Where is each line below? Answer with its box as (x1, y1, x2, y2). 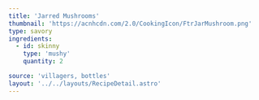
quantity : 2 (23, 58, 63, 66)
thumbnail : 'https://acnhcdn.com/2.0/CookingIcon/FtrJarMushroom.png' (8, 20, 253, 28)
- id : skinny (15, 42, 60, 50)
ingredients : (8, 34, 53, 43)
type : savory (8, 27, 53, 35)
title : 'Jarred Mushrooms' (8, 11, 100, 20)
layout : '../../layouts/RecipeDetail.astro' (8, 79, 162, 88)
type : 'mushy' (23, 50, 71, 58)
